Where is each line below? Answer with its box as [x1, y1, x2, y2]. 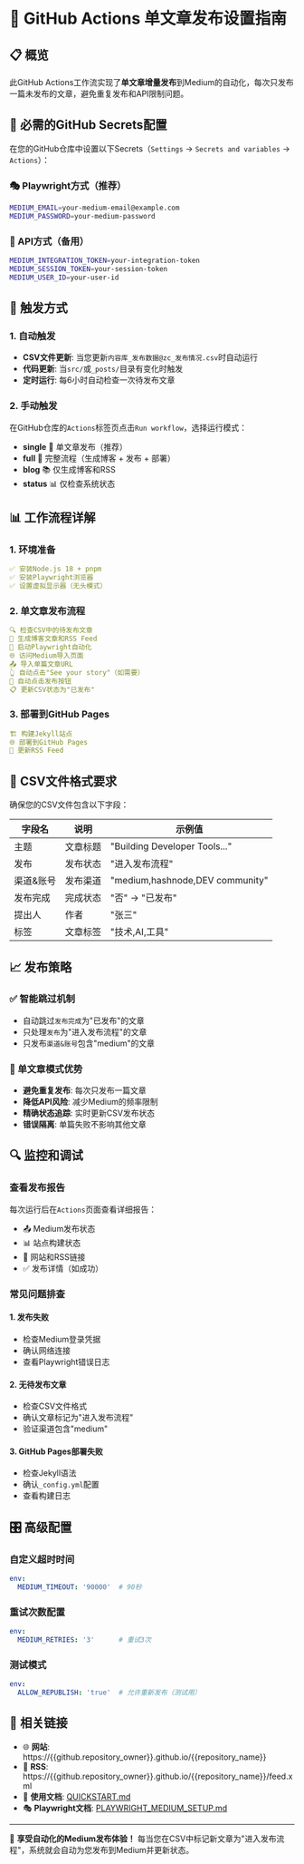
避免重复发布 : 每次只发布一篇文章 [22, 1085, 147, 1096]
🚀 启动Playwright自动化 [9, 643, 92, 652]
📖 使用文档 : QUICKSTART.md [22, 1791, 131, 1801]
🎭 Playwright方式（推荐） [9, 179, 127, 191]
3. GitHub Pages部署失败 [9, 1446, 104, 1457]
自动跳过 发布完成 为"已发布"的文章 [22, 1015, 145, 1026]
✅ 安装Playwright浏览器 [9, 573, 94, 582]
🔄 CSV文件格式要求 [9, 773, 118, 789]
